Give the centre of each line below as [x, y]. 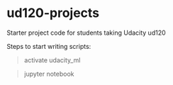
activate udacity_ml [52, 60]
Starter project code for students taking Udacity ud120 [86, 33]
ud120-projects [53, 13]
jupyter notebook [49, 74]
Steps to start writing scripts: [49, 46]
